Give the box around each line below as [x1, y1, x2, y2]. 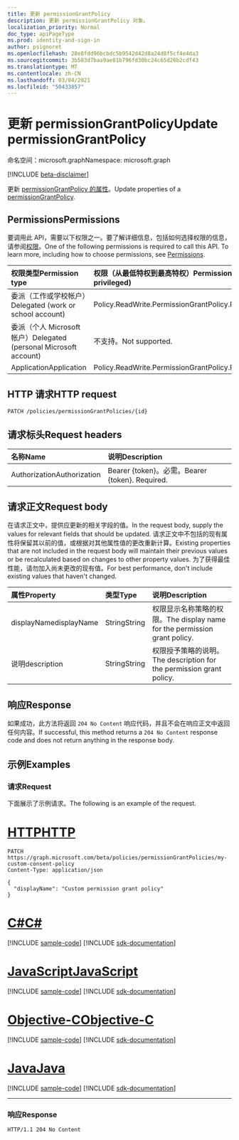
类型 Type [105, 590, 137, 600]
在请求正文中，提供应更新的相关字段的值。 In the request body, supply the [7, 521, 223, 530]
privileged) [93, 278, 132, 287]
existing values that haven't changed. [7, 572, 117, 580]
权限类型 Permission [11, 268, 79, 278]
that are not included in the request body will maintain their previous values [7, 547, 228, 555]
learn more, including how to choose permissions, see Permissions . [7, 250, 206, 258]
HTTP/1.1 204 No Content [7, 1126, 81, 1133]
